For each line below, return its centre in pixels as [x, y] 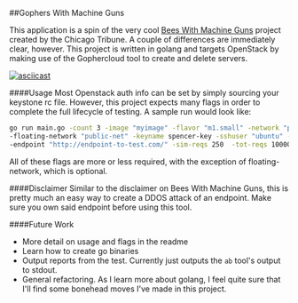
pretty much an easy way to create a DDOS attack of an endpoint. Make [141, 197]
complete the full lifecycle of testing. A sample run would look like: [130, 112]
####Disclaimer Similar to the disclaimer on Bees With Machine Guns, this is [149, 188]
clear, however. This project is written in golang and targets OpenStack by [144, 49]
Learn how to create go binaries [80, 251]
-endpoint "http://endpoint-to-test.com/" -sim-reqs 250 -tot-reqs [138, 144]
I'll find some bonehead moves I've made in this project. [124, 289]
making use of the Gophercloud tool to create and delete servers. [129, 58]
